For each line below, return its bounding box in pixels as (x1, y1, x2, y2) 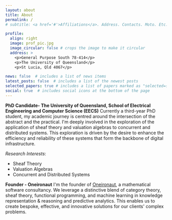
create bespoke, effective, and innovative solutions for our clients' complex (5, 203, 164, 209)
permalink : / (5, 17, 33, 22)
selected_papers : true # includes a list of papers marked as (5, 83, 141, 89)
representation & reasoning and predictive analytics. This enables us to (5, 197, 155, 204)
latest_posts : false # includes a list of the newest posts (5, 79, 139, 84)
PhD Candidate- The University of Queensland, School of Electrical (5, 102, 151, 108)
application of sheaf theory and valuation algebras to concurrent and (5, 124, 150, 130)
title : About (5, 12, 33, 17)
